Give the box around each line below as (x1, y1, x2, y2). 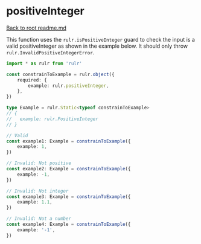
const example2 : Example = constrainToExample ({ (6, 166, 131, 172)
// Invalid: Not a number (6, 216, 71, 222)
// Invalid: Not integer (6, 188, 69, 194)
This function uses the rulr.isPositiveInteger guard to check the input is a (6, 36, 195, 43)
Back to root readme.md (6, 24, 66, 31)
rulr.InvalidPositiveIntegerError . (6, 48, 95, 56)
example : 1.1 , (17, 199, 53, 205)
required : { (17, 77, 47, 83)
